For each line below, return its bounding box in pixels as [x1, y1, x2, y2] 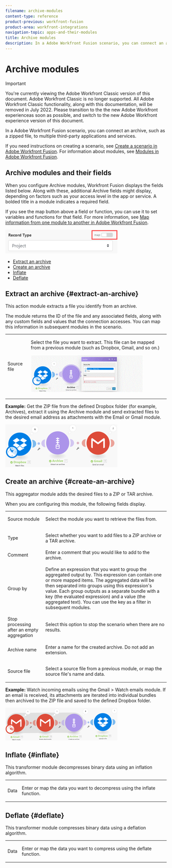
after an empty [7, 627, 38, 633]
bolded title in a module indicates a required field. [5, 198, 110, 204]
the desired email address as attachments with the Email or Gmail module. [5, 414, 161, 420]
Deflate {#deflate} [5, 811, 64, 820]
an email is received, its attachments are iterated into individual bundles [5, 692, 156, 698]
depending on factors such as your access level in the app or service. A [5, 193, 157, 199]
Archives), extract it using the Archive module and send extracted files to [5, 408, 160, 415]
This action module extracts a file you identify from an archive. [5, 303, 137, 309]
